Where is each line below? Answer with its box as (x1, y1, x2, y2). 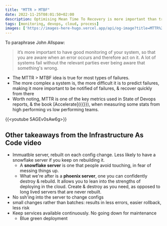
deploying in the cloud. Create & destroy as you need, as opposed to (19, 183, 161, 190)
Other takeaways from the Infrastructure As (5, 131, 144, 139)
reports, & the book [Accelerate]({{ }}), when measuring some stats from (12, 101, 160, 107)
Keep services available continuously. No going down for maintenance (12, 210, 157, 216)
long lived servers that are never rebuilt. (19, 189, 102, 195)
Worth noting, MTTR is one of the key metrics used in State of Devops (12, 96, 156, 102)
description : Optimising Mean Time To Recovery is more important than (5, 16, 157, 21)
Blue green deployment (19, 215, 68, 221)
